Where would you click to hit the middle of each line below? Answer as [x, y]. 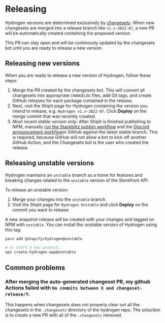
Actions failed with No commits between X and [60, 288]
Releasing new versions [42, 63]
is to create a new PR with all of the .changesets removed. [64, 315]
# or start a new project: [33, 248]
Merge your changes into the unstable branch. [59, 199]
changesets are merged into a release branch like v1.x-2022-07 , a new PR [80, 28]
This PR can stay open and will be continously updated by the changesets [80, 42]
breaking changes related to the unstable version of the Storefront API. [77, 180]
